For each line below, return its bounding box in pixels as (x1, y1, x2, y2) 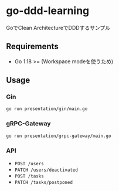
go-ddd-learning (6, 4, 90, 18)
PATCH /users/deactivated (14, 167, 78, 173)
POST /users (14, 161, 44, 167)
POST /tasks (14, 173, 44, 179)
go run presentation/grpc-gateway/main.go (6, 133, 111, 139)
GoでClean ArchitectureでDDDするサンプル (6, 24, 110, 31)
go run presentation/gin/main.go (6, 106, 88, 112)
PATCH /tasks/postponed (14, 180, 73, 186)
